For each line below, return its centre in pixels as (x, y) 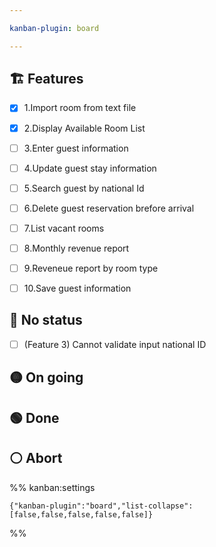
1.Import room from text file (80, 108)
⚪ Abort (36, 458)
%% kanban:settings (52, 487)
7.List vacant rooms (64, 228)
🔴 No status (46, 320)
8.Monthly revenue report (76, 248)
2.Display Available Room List (84, 128)
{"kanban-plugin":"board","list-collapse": (101, 506)
